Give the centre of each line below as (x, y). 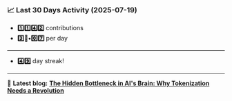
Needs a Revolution (36, 91)
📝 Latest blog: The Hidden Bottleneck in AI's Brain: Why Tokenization (108, 83)
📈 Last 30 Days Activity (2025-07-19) (72, 10)
